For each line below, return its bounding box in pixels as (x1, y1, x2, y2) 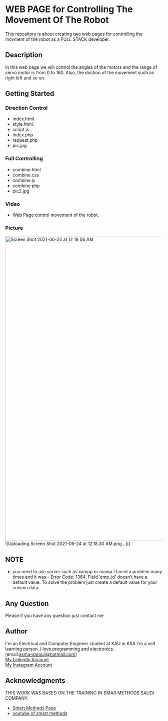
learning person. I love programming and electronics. (5, 646, 114, 652)
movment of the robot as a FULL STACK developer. (5, 36, 110, 42)
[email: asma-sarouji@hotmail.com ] (5, 651, 77, 657)
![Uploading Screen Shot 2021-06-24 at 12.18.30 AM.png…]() (5, 540, 130, 547)
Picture (5, 224, 23, 231)
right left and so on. (5, 74, 46, 81)
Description (5, 51, 42, 59)
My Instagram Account (5, 662, 52, 668)
